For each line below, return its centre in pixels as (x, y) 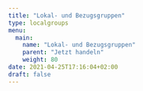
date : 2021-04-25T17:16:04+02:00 (63, 67)
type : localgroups (38, 23)
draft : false (30, 74)
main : (24, 38)
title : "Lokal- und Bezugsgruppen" (67, 15)
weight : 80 (40, 60)
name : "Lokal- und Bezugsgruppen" (79, 45)
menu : (17, 30)
